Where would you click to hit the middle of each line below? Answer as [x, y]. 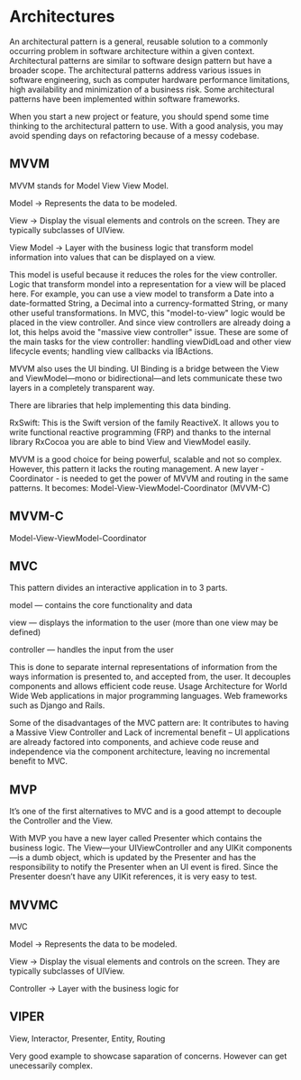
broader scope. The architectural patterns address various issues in [135, 70]
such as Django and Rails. [57, 705]
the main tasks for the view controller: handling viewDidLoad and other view [150, 341]
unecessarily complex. [51, 1066]
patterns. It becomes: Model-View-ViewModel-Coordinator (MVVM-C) [140, 487]
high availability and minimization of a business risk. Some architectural [142, 89]
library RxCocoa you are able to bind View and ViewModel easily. [130, 441]
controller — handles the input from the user [91, 649]
